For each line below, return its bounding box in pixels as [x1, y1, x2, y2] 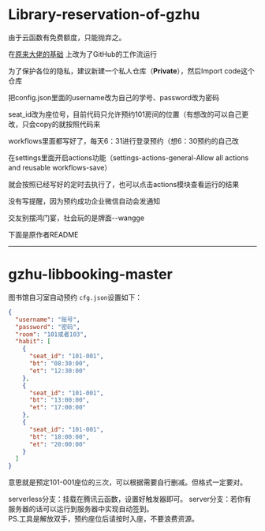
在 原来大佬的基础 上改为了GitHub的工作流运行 [8, 49, 158, 58]
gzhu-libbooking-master [8, 266, 174, 283]
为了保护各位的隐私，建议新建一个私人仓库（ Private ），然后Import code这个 [8, 65, 255, 76]
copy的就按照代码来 [35, 119, 101, 129]
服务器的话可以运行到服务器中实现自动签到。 [8, 504, 154, 514]
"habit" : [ [15, 338, 51, 346]
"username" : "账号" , [15, 316, 80, 323]
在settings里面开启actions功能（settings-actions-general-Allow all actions [8, 152, 249, 163]
